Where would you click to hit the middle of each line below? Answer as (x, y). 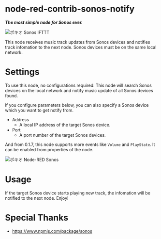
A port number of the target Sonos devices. (62, 135)
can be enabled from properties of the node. (49, 149)
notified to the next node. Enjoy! (37, 198)
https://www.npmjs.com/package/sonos (52, 231)
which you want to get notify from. (39, 110)
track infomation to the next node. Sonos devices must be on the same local (81, 47)
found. (12, 96)
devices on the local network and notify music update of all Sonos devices (79, 90)
